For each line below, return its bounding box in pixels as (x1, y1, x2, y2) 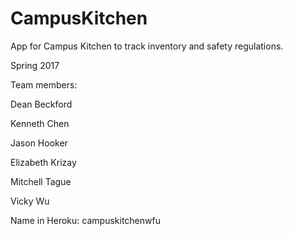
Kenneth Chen (10, 117, 70, 129)
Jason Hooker (10, 137, 68, 149)
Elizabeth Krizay (10, 156, 77, 168)
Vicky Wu (10, 195, 50, 207)
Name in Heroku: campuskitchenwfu (10, 214, 161, 226)
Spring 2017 (10, 59, 60, 71)
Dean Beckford (10, 98, 73, 110)
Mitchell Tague (10, 175, 72, 187)
